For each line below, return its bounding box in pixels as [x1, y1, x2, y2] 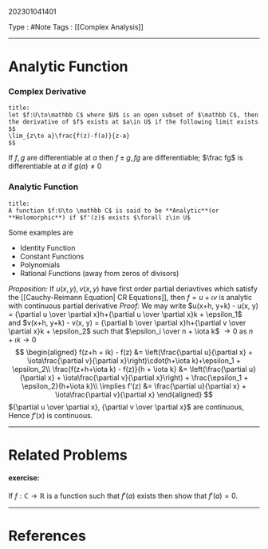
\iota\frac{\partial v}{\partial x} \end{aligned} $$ [54, 389, 214, 399]
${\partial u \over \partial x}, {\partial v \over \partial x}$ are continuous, [8, 402, 245, 412]
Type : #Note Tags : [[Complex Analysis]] [8, 22, 144, 31]
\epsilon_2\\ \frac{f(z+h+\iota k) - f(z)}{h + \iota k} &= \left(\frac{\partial [11, 364, 247, 373]
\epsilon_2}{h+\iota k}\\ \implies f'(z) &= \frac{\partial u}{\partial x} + [21, 381, 247, 390]
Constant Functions [19, 251, 85, 261]
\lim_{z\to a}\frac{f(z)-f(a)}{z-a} [8, 132, 130, 140]
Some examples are [8, 227, 73, 237]
